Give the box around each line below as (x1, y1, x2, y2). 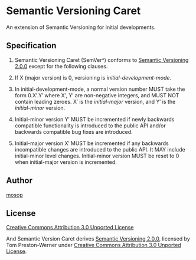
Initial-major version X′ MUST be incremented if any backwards (14, 140, 169, 147)
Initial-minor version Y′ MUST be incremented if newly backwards (14, 116, 175, 123)
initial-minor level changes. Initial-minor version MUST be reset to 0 (14, 152, 179, 159)
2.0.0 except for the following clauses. (14, 62, 108, 70)
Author (6, 176, 32, 186)
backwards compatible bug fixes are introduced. (14, 128, 133, 135)
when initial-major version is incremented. (14, 158, 117, 166)
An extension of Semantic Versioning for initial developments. (6, 24, 156, 31)
